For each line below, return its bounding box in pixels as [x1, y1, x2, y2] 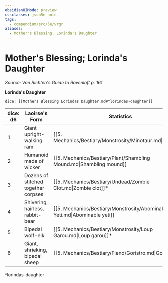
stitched [24, 178, 44, 185]
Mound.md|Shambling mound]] [53, 161, 127, 168]
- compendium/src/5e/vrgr [9, 21, 64, 27]
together [24, 184, 45, 191]
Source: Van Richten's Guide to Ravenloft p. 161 [5, 79, 103, 85]
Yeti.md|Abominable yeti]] [53, 211, 115, 218]
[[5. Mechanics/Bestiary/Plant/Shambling [53, 154, 150, 161]
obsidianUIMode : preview [5, 7, 57, 13]
